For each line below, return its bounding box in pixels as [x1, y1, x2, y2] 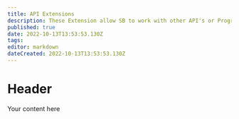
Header [7, 81, 52, 97]
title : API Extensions [7, 10, 75, 18]
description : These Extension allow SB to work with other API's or [7, 17, 215, 24]
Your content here [7, 104, 60, 113]
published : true [7, 24, 55, 31]
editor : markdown [7, 43, 59, 51]
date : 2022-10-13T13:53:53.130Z [7, 30, 103, 38]
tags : [7, 37, 23, 44]
